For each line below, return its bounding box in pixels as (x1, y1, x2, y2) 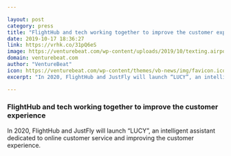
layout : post (7, 16, 45, 23)
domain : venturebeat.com (7, 54, 78, 62)
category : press (7, 22, 54, 30)
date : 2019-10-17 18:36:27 (7, 35, 85, 42)
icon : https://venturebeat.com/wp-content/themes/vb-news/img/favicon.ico (7, 67, 226, 74)
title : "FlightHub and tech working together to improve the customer (7, 29, 214, 36)
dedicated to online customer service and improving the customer (7, 133, 195, 142)
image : (7, 48, 26, 55)
